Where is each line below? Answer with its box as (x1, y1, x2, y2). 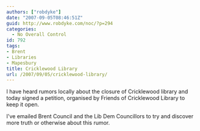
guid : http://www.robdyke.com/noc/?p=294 (6, 20, 113, 26)
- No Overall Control (12, 32, 67, 38)
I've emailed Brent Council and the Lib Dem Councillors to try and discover (6, 113, 194, 120)
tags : (6, 43, 20, 49)
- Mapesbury (6, 60, 37, 66)
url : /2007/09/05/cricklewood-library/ (6, 71, 108, 77)
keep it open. (6, 101, 40, 108)
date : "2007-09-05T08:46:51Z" (6, 15, 84, 21)
